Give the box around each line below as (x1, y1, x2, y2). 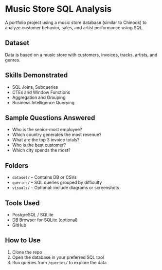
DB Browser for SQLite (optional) (12, 217, 78, 223)
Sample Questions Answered (5, 114, 95, 122)
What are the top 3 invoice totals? (12, 137, 80, 143)
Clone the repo (12, 249, 42, 255)
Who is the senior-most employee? (12, 127, 82, 133)
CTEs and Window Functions (12, 89, 71, 95)
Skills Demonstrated (5, 71, 68, 79)
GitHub (12, 222, 27, 228)
